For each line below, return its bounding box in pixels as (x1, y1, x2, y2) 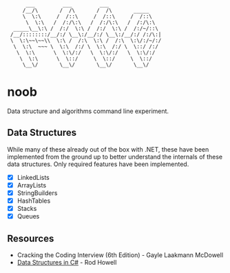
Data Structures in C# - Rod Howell (17, 258, 117, 266)
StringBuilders (17, 188, 58, 197)
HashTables (17, 196, 51, 205)
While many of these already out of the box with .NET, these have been (7, 145, 209, 153)
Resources (7, 232, 54, 244)
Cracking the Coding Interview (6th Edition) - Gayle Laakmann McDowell (17, 250, 224, 259)
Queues (17, 212, 40, 221)
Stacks (17, 205, 37, 212)
